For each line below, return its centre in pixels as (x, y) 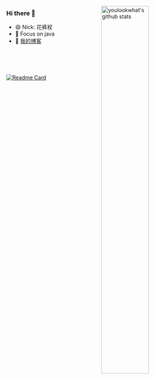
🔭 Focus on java (35, 34)
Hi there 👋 (21, 13)
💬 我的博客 (28, 41)
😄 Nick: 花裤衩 (33, 27)
